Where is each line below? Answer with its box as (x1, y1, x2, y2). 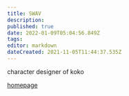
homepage (7, 81, 38, 89)
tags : (7, 36, 23, 43)
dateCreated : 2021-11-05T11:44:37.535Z (7, 49, 122, 56)
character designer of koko (7, 67, 84, 76)
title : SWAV (7, 10, 41, 17)
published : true (7, 23, 54, 30)
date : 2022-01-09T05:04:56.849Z (7, 29, 100, 37)
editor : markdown (7, 42, 57, 49)
